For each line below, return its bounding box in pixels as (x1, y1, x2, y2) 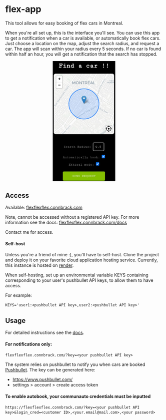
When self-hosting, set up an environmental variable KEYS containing (5, 272, 148, 278)
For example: (5, 292, 32, 298)
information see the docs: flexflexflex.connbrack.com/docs (5, 219, 127, 225)
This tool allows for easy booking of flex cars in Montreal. (5, 20, 123, 26)
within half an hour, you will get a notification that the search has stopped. (5, 51, 157, 57)
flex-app (5, 4, 41, 15)
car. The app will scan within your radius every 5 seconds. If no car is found (5, 46, 161, 52)
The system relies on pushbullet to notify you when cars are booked (5, 361, 145, 367)
